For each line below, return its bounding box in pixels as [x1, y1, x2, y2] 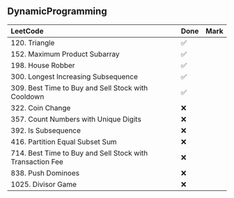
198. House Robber [10, 60, 75, 70]
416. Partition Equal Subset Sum [10, 137, 117, 147]
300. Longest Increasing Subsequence [10, 72, 138, 81]
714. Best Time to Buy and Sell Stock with [10, 148, 148, 158]
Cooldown [10, 92, 45, 101]
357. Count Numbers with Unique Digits [10, 114, 141, 124]
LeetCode [10, 26, 44, 35]
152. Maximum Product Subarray [10, 49, 120, 58]
